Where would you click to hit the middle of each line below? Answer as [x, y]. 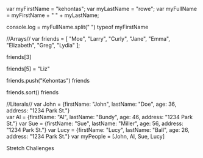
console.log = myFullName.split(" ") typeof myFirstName [77, 27]
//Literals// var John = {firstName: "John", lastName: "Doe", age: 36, [91, 104]
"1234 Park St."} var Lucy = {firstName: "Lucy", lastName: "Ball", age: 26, [98, 130]
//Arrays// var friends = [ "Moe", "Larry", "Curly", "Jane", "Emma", [88, 39]
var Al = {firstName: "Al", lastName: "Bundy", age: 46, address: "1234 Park [100, 117]
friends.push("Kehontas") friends [48, 81]
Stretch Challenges [30, 148]
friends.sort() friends [33, 92]
